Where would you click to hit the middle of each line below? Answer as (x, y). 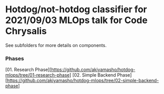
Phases (15, 58)
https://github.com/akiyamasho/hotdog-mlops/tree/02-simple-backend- (83, 81)
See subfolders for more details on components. (56, 45)
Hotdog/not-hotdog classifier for (76, 9)
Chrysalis (26, 31)
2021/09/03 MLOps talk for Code (76, 20)
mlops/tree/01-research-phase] (38, 75)
